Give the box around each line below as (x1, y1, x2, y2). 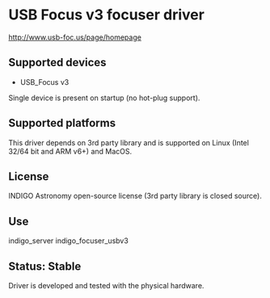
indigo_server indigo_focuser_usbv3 (8, 236, 129, 246)
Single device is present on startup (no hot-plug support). (8, 93, 200, 103)
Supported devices (8, 56, 107, 69)
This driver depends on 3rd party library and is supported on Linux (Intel (8, 137, 249, 147)
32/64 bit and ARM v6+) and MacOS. (8, 146, 132, 156)
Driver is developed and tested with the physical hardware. (8, 281, 205, 290)
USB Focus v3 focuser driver (8, 6, 205, 24)
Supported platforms (8, 116, 116, 130)
